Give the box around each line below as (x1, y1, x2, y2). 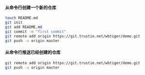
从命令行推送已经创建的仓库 (5, 49, 61, 56)
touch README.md (5, 16, 38, 20)
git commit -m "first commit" (5, 29, 67, 34)
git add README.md (5, 24, 42, 29)
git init (5, 20, 23, 25)
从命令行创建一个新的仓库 (5, 4, 56, 10)
